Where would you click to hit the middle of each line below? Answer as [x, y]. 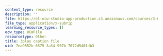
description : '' [21, 14]
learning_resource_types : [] [34, 28]
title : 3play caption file [32, 41]
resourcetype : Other [26, 37]
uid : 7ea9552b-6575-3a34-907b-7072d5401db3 [50, 46]
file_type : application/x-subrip [39, 23]
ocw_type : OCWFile [24, 32]
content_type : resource [29, 9]
